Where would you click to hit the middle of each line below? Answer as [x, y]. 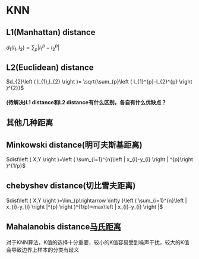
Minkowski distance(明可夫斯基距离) [74, 145]
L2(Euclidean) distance [50, 67]
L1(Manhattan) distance [51, 32]
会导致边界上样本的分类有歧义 [42, 250]
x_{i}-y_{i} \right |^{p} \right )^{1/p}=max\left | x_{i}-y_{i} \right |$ [85, 207]
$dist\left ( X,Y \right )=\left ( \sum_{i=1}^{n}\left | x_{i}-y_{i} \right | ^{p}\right [99, 159]
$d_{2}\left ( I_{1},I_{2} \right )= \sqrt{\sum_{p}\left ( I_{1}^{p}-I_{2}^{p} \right [99, 82]
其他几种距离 [30, 123]
